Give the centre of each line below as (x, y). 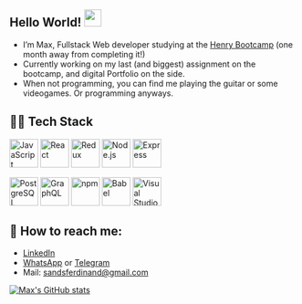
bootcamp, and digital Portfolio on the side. (104, 73)
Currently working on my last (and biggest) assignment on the (139, 64)
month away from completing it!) (84, 54)
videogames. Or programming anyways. (98, 93)
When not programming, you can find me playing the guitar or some (150, 83)
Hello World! (46, 22)
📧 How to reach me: (66, 231)
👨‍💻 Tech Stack (52, 122)
